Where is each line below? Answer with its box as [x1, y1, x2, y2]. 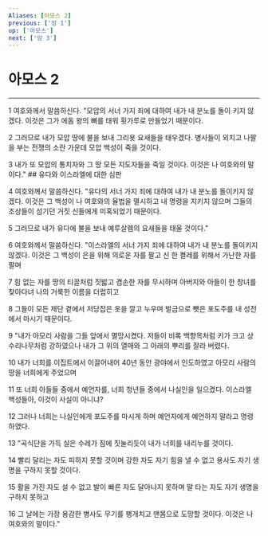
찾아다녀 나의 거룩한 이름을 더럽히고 [8, 288, 120, 297]
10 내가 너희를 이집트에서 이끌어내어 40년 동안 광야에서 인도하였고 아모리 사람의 [8, 358, 257, 367]
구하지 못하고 [8, 492, 49, 502]
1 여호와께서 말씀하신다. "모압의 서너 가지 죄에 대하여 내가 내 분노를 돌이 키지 [8, 106, 246, 115]
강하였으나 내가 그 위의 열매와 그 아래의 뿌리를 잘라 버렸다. [49, 341, 230, 350]
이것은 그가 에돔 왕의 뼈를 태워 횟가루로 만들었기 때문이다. [25, 116, 204, 126]
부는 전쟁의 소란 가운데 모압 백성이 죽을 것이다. [16, 143, 162, 152]
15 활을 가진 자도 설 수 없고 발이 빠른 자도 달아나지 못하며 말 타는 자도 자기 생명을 [8, 483, 259, 492]
